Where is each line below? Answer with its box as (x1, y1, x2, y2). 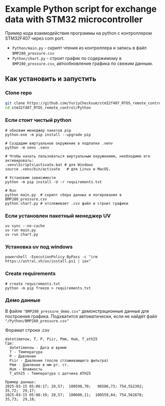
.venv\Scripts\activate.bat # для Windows (5, 162, 93, 167)
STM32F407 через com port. (5, 35, 65, 41)
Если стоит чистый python (5, 117, 72, 124)
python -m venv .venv (5, 145, 50, 150)
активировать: (5, 158, 34, 163)
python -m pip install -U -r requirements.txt (5, 179, 102, 185)
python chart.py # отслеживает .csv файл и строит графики (5, 201, 129, 206)
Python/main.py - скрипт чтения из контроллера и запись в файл (12, 45, 147, 51)
